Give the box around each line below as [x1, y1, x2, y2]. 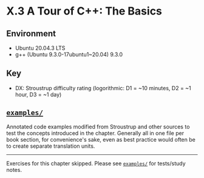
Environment [6, 28, 56, 39]
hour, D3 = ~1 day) [15, 91, 62, 98]
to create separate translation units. [6, 142, 95, 150]
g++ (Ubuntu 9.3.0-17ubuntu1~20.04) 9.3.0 [15, 51, 123, 58]
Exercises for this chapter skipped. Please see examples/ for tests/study [6, 159, 186, 167]
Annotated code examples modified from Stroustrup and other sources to [6, 123, 190, 130]
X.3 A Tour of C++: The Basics [6, 4, 163, 18]
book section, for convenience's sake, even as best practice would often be [6, 136, 195, 143]
